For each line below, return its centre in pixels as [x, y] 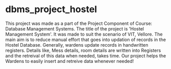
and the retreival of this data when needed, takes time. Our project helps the [86, 56]
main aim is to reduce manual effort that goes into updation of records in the [86, 40]
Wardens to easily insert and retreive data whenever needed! [70, 61]
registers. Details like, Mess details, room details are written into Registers [83, 50]
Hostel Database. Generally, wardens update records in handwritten [77, 45]
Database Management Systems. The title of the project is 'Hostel [75, 28]
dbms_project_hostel [51, 9]
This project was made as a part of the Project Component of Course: [79, 23]
